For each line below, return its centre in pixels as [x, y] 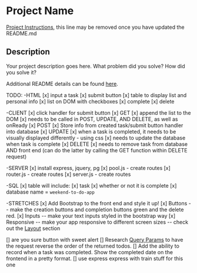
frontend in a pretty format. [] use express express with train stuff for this [95, 258]
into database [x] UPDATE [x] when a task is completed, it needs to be [91, 131]
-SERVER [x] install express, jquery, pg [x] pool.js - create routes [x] [88, 168]
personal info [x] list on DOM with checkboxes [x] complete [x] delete [90, 101]
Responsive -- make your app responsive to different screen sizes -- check [97, 222]
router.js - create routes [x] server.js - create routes [69, 174]
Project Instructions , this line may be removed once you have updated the [95, 27]
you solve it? [21, 72]
